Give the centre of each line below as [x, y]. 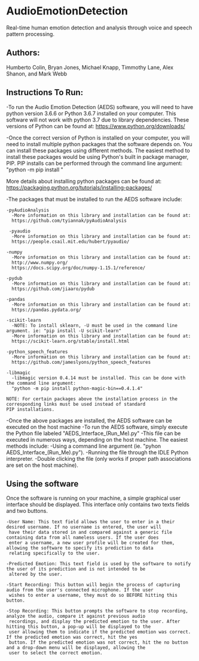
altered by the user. [36, 574]
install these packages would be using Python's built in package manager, [97, 156]
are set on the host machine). [42, 465]
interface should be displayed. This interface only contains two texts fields [98, 505]
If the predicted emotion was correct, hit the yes [72, 637]
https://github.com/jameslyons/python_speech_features [81, 362]
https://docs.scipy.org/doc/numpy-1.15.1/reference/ [79, 268]
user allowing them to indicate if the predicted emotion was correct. [100, 632]
